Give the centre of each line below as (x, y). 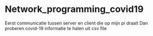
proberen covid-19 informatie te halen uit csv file (56, 28)
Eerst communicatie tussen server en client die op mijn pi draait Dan (76, 23)
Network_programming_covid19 (74, 9)
